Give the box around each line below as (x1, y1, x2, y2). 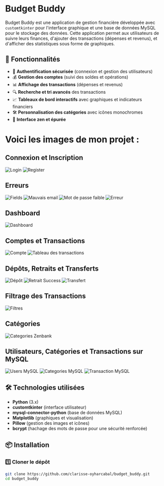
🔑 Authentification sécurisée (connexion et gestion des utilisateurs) (12, 68, 153, 74)
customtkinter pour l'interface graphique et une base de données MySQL (5, 24, 156, 30)
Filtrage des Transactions (5, 292, 86, 301)
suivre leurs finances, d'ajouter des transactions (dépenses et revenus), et (5, 35, 158, 41)
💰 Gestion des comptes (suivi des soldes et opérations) (12, 74, 128, 80)
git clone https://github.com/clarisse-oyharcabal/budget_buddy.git (5, 472, 150, 477)
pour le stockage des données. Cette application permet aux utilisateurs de (5, 30, 159, 36)
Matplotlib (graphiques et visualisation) (12, 415, 93, 421)
